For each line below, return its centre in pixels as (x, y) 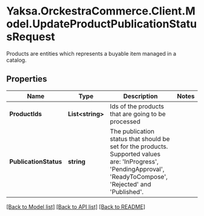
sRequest (31, 37)
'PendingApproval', (138, 169)
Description (141, 96)
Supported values (135, 154)
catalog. (16, 60)
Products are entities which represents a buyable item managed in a (91, 53)
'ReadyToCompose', (139, 177)
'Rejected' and (131, 184)
